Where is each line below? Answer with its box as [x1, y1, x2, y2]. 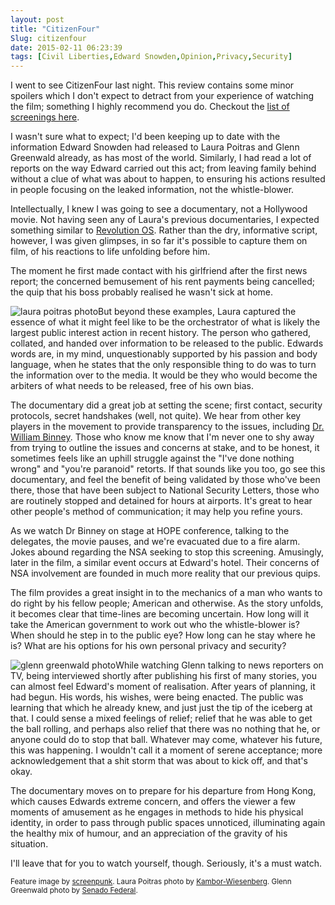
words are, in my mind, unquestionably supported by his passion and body [10, 348, 318, 360]
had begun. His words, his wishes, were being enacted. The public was [10, 691, 304, 703]
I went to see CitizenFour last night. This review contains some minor [10, 79, 295, 91]
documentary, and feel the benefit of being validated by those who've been [10, 474, 321, 486]
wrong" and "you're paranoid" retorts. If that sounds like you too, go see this [10, 463, 326, 475]
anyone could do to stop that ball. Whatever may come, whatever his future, [10, 734, 323, 746]
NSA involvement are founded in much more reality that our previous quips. [10, 567, 321, 580]
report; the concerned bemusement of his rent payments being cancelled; [10, 276, 315, 288]
